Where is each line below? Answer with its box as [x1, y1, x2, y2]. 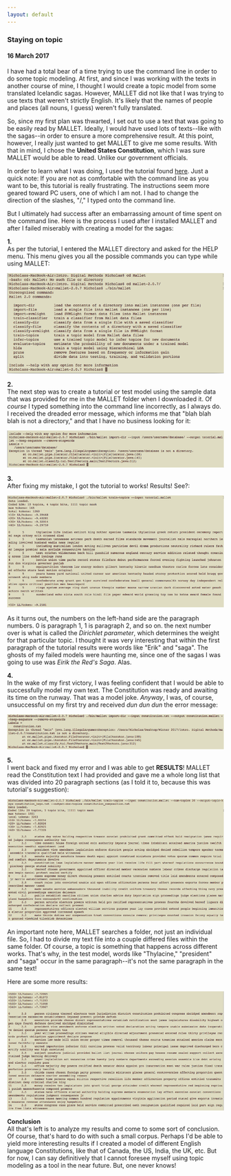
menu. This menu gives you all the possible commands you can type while [7, 252, 218, 260]
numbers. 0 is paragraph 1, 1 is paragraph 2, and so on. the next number [7, 621, 211, 630]
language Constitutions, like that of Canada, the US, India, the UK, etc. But [7, 1146, 217, 1155]
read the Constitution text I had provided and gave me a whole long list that [7, 771, 220, 779]
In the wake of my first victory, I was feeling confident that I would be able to [7, 678, 224, 687]
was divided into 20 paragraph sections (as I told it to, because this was [7, 778, 211, 787]
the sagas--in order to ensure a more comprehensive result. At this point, [7, 131, 214, 140]
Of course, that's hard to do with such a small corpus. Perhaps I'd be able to [7, 1132, 223, 1140]
